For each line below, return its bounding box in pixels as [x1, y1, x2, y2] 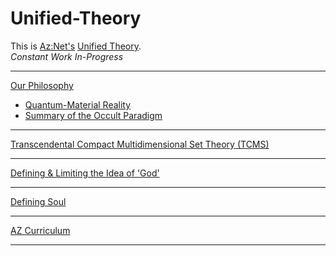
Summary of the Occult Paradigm [24, 109, 163, 121]
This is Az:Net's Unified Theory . [10, 40, 142, 52]
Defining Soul [10, 195, 67, 207]
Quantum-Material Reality [24, 98, 132, 111]
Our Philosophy [10, 79, 74, 91]
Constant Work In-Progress [10, 50, 124, 62]
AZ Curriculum [10, 224, 71, 236]
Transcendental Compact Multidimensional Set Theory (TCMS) [10, 138, 270, 150]
